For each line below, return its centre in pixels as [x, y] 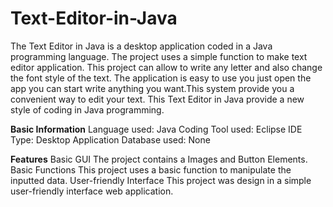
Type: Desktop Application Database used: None [110, 139]
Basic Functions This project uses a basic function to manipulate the [151, 169]
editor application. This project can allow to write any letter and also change [166, 67]
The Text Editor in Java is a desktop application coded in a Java [141, 46]
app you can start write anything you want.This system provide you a [152, 88]
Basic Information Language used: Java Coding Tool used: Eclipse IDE [156, 129]
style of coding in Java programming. [87, 109]
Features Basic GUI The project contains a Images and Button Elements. [159, 159]
